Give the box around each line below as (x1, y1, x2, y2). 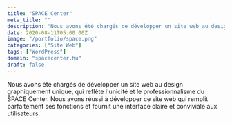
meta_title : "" (7, 16, 51, 23)
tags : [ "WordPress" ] (7, 49, 67, 56)
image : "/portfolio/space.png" (7, 36, 97, 43)
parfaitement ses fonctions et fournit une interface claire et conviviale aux (7, 102, 217, 110)
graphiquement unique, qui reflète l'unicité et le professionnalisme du (7, 87, 205, 96)
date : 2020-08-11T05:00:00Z (7, 29, 88, 36)
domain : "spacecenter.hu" (7, 55, 81, 62)
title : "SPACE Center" (7, 10, 72, 17)
